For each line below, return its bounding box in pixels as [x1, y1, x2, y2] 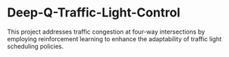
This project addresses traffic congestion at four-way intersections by [7, 27, 205, 36]
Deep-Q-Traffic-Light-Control [7, 5, 181, 21]
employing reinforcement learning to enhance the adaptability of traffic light [7, 34, 222, 43]
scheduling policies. [7, 42, 64, 50]
